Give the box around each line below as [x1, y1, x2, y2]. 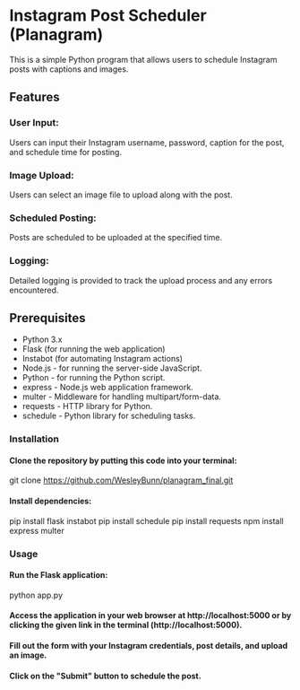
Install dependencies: [9, 495, 92, 507]
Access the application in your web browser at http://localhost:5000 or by [9, 610, 292, 621]
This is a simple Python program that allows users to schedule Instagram [9, 54, 278, 65]
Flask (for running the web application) [21, 344, 166, 354]
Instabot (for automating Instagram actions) [21, 354, 184, 364]
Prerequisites [9, 310, 86, 326]
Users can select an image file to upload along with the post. [9, 189, 233, 200]
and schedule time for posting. [9, 146, 123, 157]
